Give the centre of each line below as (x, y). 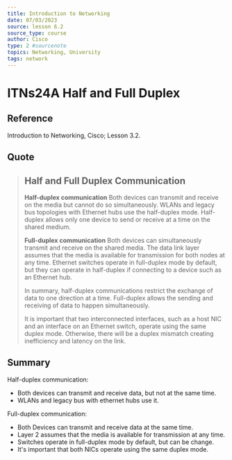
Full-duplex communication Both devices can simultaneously (113, 240)
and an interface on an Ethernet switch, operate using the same (115, 326)
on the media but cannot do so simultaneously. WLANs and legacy (119, 205)
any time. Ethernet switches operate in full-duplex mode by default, (121, 262)
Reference (30, 119)
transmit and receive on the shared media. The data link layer (112, 248)
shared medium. (47, 227)
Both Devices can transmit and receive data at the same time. (105, 427)
